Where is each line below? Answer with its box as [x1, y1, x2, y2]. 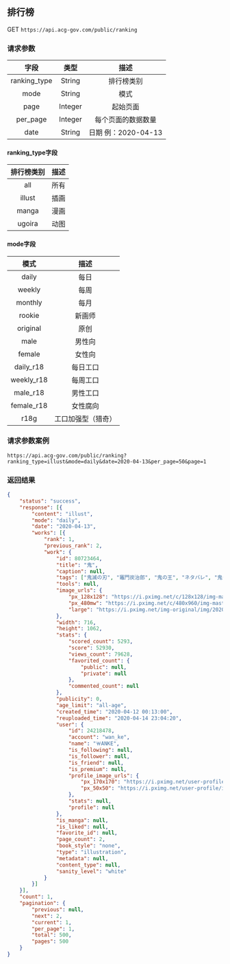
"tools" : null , [55, 581, 99, 588]
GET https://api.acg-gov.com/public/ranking [7, 25, 138, 33]
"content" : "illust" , [31, 510, 94, 517]
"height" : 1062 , [55, 626, 103, 632]
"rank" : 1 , [43, 536, 75, 543]
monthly [16, 297, 42, 307]
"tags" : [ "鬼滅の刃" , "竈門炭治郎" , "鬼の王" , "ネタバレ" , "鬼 [55, 574, 223, 582]
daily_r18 [14, 362, 44, 371]
